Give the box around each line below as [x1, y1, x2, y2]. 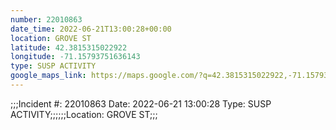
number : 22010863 [10, 14, 83, 25]
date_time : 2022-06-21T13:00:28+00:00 [10, 24, 172, 34]
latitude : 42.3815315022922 [10, 42, 128, 53]
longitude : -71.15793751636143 [10, 52, 141, 62]
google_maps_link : [10, 71, 87, 81]
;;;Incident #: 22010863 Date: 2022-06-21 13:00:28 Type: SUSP [10, 97, 272, 110]
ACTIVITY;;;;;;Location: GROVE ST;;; [10, 108, 158, 120]
